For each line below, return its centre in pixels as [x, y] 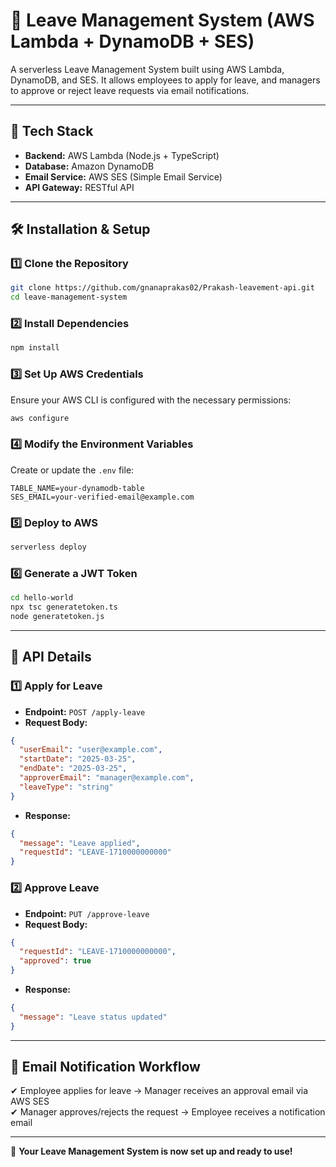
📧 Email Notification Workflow [105, 1067]
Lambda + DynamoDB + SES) [132, 41]
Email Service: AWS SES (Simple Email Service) [123, 176]
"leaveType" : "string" [66, 787]
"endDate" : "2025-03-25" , [73, 769]
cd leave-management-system [69, 297]
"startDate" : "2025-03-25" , [78, 759]
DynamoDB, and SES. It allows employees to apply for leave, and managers [165, 80]
